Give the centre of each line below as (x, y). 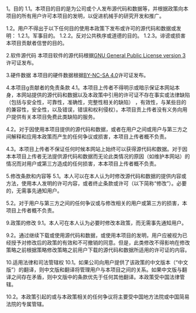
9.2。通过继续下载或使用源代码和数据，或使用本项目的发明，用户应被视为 (94, 235)
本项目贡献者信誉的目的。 (37, 43)
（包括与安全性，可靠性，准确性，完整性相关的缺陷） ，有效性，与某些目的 (96, 102)
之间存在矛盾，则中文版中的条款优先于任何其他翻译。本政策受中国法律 (95, 277)
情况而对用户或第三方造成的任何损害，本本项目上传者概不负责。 (83, 164)
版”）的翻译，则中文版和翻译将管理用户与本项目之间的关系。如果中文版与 (94, 270)
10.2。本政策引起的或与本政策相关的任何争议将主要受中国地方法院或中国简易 (98, 297)
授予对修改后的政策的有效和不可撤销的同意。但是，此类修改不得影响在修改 (100, 243)
